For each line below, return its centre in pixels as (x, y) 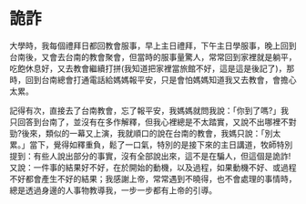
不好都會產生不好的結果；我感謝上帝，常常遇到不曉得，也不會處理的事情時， (153, 178)
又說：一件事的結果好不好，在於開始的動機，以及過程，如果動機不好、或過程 (153, 167)
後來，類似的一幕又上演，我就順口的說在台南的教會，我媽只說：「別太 (151, 133)
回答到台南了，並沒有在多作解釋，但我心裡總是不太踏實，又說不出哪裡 (148, 122)
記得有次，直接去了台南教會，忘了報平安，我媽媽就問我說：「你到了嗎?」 (145, 110)
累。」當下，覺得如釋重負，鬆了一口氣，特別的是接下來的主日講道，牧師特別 (151, 144)
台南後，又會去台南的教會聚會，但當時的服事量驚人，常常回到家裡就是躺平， (153, 56)
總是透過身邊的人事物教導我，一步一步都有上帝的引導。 (113, 190)
